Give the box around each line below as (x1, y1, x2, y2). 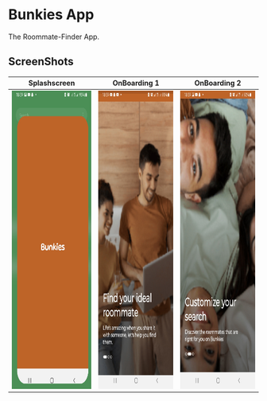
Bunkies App (8, 6, 95, 24)
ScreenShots (8, 55, 74, 68)
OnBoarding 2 (194, 78, 242, 88)
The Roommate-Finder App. (8, 32, 100, 41)
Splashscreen (28, 78, 75, 88)
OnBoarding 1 (112, 78, 160, 88)
